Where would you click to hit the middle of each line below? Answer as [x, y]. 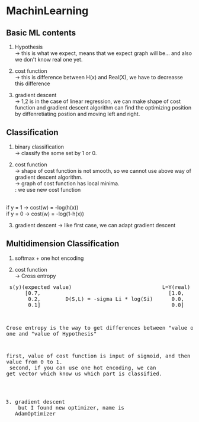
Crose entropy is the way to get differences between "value [97, 328]
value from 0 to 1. [34, 362]
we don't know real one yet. [49, 59]
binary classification [39, 147]
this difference [32, 83]
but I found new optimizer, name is [71, 407]
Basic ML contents [41, 33]
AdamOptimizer [35, 413]
